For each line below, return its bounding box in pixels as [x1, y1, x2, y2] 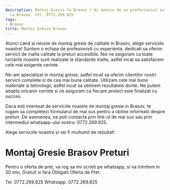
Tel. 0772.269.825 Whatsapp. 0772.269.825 [5, 179, 98, 185]
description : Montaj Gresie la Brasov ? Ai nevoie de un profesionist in [5, 7, 165, 13]
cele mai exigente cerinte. [5, 62, 59, 68]
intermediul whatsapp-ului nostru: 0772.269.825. [5, 119, 108, 125]
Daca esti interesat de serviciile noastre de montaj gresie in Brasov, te [5, 103, 151, 109]
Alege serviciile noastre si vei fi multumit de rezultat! [5, 129, 115, 135]
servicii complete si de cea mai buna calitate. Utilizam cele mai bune [5, 77, 148, 83]
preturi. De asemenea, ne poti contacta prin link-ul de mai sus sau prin [5, 114, 152, 120]
